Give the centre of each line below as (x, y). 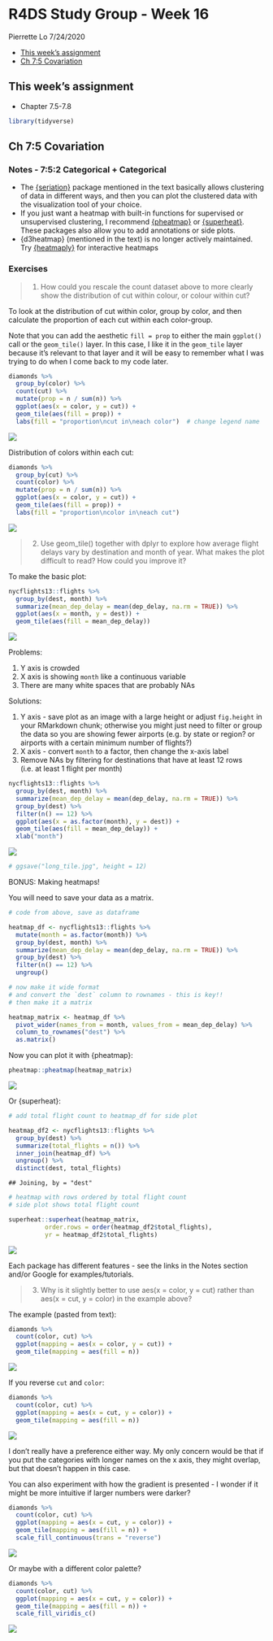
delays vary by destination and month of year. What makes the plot (152, 552)
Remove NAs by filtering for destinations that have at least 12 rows (131, 760)
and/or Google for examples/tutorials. (71, 1274)
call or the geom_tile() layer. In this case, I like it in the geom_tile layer (126, 344)
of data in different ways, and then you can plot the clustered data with (139, 196)
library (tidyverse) (41, 121)
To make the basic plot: (48, 576)
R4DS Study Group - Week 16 (109, 14)
